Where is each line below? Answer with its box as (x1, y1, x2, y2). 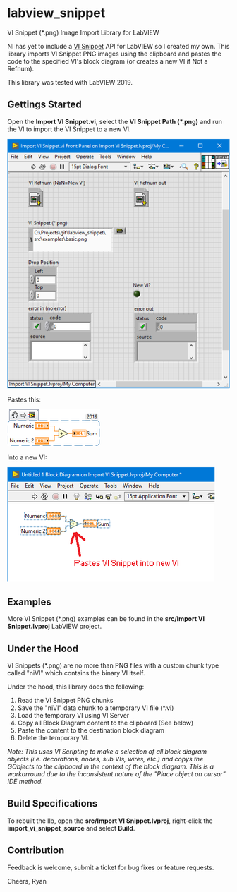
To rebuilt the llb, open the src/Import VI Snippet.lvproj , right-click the (7, 816, 213, 825)
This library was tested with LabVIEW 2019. (7, 78, 133, 86)
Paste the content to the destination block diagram (17, 726, 164, 735)
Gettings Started (7, 99, 83, 111)
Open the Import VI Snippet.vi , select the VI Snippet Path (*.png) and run (7, 117, 223, 126)
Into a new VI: (7, 453, 47, 462)
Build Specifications (7, 797, 98, 809)
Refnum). (7, 64, 35, 73)
